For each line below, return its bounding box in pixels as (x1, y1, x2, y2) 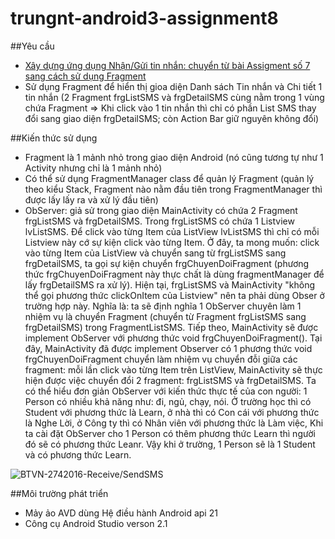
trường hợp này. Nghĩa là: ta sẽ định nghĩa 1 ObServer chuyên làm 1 (24, 300, 302, 312)
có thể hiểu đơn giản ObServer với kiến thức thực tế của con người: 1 (24, 385, 308, 397)
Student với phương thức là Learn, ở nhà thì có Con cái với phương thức (24, 406, 320, 418)
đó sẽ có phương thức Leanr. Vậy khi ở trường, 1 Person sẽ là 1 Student (24, 438, 316, 450)
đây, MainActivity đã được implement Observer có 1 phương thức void (24, 342, 313, 354)
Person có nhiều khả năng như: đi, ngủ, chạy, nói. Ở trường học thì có (24, 395, 312, 407)
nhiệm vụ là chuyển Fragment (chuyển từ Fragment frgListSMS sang (24, 310, 307, 322)
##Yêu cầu (10, 40, 55, 52)
